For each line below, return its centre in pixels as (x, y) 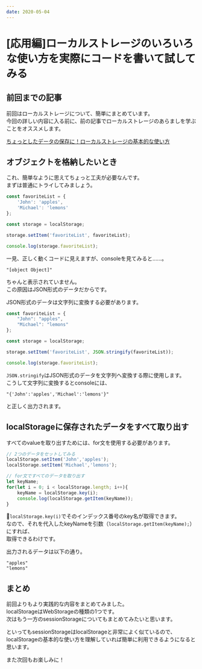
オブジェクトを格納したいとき (62, 162)
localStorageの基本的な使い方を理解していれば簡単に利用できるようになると (101, 639)
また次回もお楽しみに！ (35, 660)
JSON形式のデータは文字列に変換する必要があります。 (74, 302)
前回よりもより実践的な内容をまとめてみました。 (67, 604)
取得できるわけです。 (33, 539)
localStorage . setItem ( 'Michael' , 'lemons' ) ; (62, 465)
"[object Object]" (29, 270)
